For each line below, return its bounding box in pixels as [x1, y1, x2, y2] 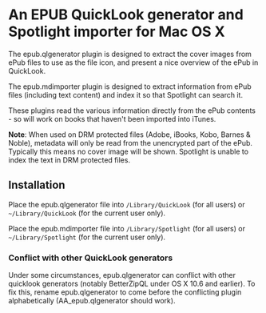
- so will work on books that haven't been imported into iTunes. [8, 114, 216, 123]
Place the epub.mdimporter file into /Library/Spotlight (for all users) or [8, 223, 246, 233]
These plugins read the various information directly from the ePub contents [8, 106, 256, 115]
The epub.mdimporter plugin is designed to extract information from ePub [8, 82, 252, 91]
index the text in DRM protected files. [8, 154, 130, 165]
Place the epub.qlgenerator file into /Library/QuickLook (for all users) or [8, 199, 245, 209]
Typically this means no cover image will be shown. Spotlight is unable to [8, 146, 249, 156]
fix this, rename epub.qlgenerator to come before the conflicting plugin [8, 287, 242, 297]
